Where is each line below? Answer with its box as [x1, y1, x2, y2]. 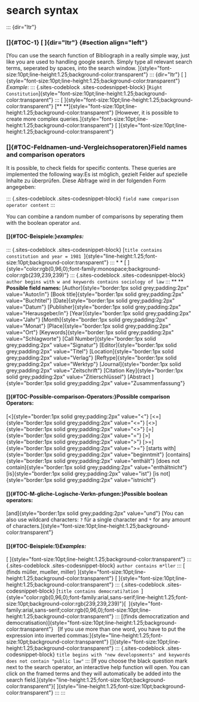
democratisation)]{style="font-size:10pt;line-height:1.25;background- [6, 619, 177, 627]
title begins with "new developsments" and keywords [56, 652, 191, 658]
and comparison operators [6, 151, 85, 159]
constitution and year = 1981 [6, 254, 82, 260]
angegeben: [6, 183, 36, 190]
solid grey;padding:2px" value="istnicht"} [53, 476, 157, 483]
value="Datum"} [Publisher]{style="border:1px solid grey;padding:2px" [6, 303, 181, 310]
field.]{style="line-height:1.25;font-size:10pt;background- [24, 676, 166, 683]
